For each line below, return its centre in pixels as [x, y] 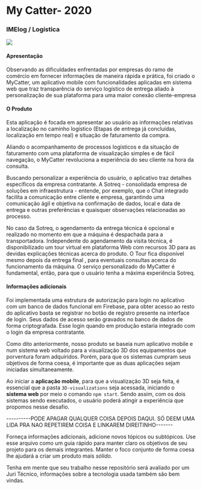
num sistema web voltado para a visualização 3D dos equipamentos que [96, 350]
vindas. [15, 481]
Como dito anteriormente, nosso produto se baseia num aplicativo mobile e [99, 344]
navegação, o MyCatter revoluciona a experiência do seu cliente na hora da [100, 159]
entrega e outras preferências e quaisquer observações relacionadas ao [96, 209]
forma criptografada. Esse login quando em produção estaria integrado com [101, 326]
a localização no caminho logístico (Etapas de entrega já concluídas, [91, 129]
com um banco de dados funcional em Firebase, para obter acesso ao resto [100, 307]
